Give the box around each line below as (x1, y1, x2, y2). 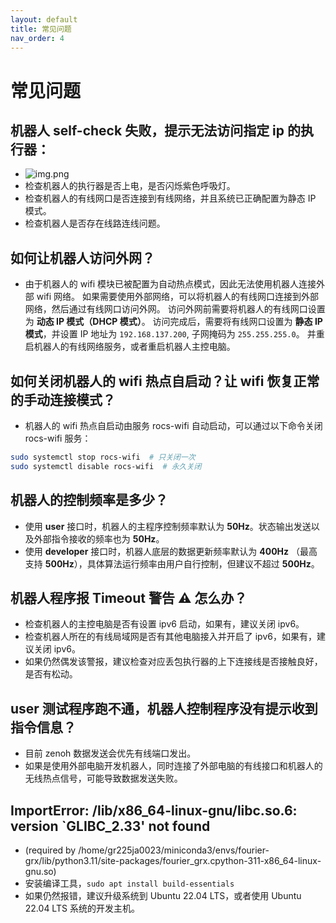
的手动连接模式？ (10, 391, 116, 408)
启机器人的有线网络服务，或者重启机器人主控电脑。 (24, 341, 236, 353)
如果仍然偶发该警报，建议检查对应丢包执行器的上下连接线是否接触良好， (24, 656, 323, 668)
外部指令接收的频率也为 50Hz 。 (33, 532, 165, 545)
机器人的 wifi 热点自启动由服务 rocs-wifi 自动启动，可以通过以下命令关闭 (24, 420, 323, 431)
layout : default (10, 14, 78, 25)
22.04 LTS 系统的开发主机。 (24, 902, 140, 914)
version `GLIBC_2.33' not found (10, 817, 211, 835)
